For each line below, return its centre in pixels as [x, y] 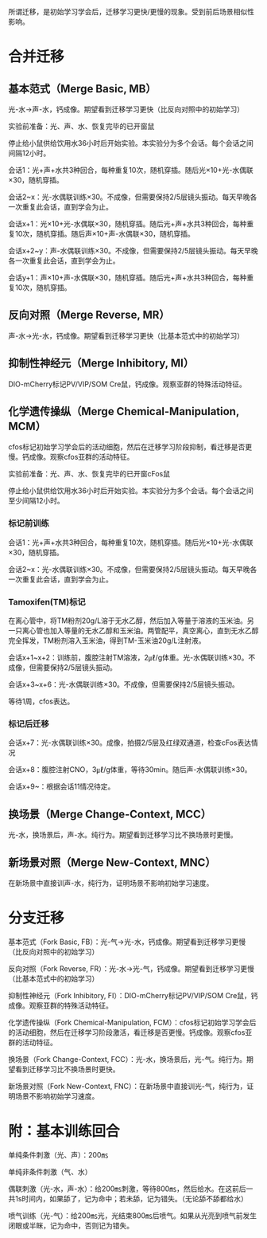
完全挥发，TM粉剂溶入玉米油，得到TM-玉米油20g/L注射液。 [107, 641]
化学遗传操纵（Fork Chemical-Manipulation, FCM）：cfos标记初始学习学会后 [132, 1022]
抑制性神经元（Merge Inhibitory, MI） [101, 364]
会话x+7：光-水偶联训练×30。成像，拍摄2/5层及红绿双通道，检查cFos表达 [130, 742]
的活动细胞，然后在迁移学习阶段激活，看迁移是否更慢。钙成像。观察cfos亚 [130, 1032]
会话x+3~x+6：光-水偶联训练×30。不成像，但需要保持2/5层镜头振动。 [124, 684]
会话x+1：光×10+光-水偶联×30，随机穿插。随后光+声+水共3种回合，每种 [128, 224]
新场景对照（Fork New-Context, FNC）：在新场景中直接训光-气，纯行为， [128, 1086]
